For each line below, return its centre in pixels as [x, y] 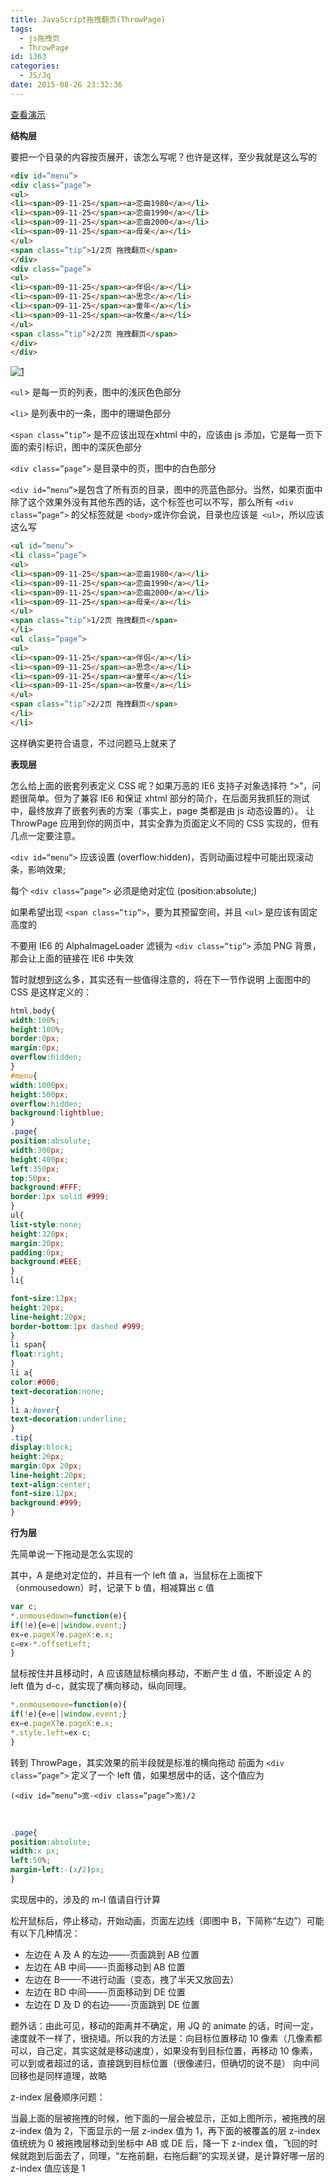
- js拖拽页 [39, 38]
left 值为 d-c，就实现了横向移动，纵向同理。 [101, 1686]
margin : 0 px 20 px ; [46, 1466]
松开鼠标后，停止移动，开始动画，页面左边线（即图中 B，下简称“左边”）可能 [167, 1920]
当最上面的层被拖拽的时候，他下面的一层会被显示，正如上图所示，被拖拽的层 [168, 2118]
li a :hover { [35, 1410]
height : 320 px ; [40, 1234]
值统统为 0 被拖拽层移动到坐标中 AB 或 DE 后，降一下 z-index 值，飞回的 [160, 2143]
